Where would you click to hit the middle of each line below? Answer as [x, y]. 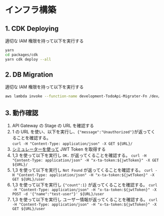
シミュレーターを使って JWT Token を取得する [59, 149]
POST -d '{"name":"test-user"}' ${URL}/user [58, 194]
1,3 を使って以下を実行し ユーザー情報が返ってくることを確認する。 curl [85, 200]
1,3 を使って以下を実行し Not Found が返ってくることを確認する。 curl [82, 170]
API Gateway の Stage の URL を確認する [53, 126]
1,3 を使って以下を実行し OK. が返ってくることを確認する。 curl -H [79, 156]
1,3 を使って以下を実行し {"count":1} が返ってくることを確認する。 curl [85, 185]
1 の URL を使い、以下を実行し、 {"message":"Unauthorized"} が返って [82, 132]
